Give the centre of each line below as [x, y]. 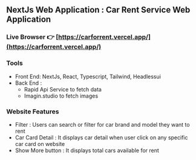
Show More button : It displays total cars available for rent [87, 150]
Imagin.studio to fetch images [61, 96]
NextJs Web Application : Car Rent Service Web [98, 10]
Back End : [28, 83]
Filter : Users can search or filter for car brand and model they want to [102, 124]
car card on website [40, 144]
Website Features [33, 112]
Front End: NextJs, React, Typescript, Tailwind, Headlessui [88, 76]
